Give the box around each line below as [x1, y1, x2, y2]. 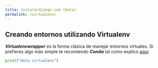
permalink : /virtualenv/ [5, 12, 56, 17]
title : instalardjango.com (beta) [5, 7, 77, 12]
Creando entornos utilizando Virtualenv [5, 30, 130, 39]
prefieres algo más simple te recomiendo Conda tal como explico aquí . [5, 49, 150, 55]
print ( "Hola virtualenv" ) [5, 58, 58, 64]
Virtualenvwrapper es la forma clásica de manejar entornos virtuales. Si [5, 43, 154, 50]
